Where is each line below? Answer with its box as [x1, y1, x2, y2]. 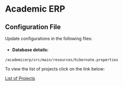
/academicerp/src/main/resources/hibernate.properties [5, 57, 119, 63]
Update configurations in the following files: [5, 35, 92, 41]
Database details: [12, 47, 49, 52]
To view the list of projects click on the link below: [5, 66, 105, 72]
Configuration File [5, 23, 61, 31]
